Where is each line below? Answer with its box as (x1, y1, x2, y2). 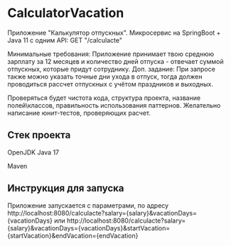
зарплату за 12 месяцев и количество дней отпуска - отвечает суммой (7, 57, 224, 65)
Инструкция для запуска (7, 182, 124, 194)
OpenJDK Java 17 (7, 147, 60, 157)
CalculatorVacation (7, 5, 124, 21)
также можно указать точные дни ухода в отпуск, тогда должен (7, 72, 203, 81)
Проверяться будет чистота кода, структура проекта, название (7, 94, 201, 102)
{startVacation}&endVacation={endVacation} (7, 231, 139, 240)
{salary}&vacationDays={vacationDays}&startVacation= (7, 223, 171, 232)
